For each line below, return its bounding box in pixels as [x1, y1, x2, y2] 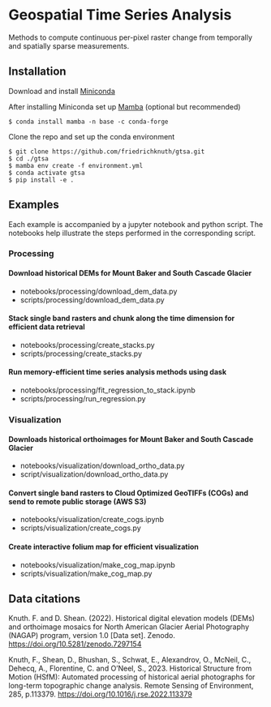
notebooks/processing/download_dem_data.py [19, 286, 178, 296]
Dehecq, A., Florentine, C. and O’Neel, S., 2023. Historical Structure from [8, 663, 252, 674]
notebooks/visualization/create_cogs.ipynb [19, 515, 165, 525]
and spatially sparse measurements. [8, 41, 130, 50]
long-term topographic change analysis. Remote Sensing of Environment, [8, 681, 254, 691]
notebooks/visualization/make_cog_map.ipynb [19, 559, 176, 569]
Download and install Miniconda [8, 86, 115, 96]
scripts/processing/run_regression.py [19, 394, 146, 404]
